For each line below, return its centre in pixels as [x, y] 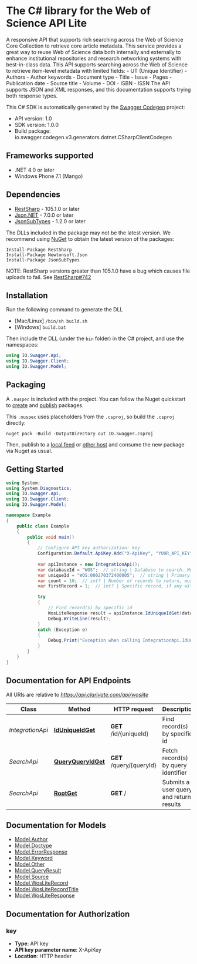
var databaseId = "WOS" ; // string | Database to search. [111, 570]
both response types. [32, 96]
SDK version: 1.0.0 [37, 125]
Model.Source [31, 877]
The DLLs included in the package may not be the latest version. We [89, 233]
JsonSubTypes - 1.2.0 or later [50, 221]
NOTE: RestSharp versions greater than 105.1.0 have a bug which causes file [98, 271]
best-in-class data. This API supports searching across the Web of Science [97, 64]
